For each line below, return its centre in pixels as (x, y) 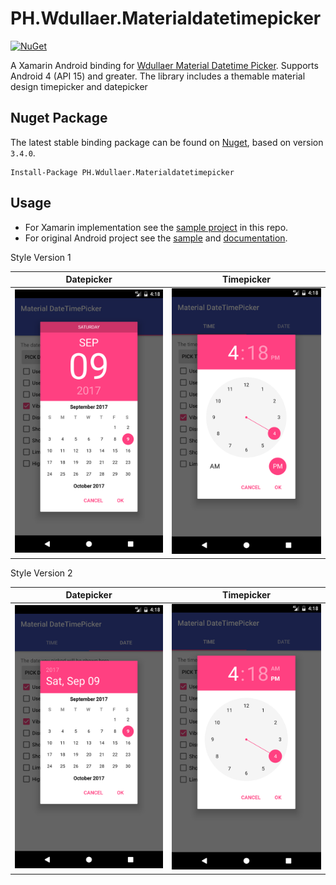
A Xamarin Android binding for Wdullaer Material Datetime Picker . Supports (164, 65)
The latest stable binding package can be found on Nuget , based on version (167, 142)
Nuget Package (59, 118)
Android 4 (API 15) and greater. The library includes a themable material (158, 76)
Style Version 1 (41, 257)
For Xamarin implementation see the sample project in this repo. (156, 227)
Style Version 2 (41, 573)
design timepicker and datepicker (79, 86)
